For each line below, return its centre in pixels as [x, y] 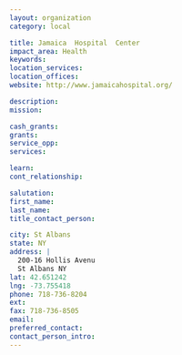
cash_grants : [34, 127]
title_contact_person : [52, 218]
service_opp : [34, 143]
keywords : [28, 60]
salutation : [32, 193]
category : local [40, 26]
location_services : [46, 68]
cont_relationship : [46, 177]
